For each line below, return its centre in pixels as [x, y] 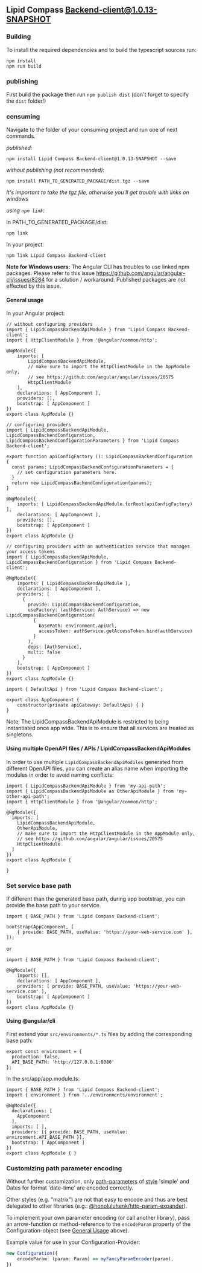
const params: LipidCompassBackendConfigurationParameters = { [93, 467]
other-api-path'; [28, 796]
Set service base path [39, 886]
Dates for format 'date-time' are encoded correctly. [70, 1188]
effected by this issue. [34, 286]
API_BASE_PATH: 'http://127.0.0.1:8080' [63, 1062]
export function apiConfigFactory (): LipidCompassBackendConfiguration [99, 457]
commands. [21, 136]
